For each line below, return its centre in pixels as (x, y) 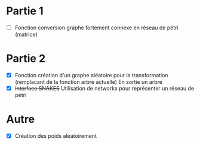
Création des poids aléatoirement (56, 136)
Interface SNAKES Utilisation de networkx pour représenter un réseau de (104, 88)
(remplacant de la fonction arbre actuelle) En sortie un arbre (89, 82)
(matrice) (26, 34)
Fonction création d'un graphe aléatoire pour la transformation (91, 75)
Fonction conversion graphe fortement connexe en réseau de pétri (97, 28)
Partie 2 (26, 59)
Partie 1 (25, 11)
